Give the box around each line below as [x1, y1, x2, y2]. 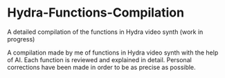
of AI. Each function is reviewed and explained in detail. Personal [7, 55, 192, 64]
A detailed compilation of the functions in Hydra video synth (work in [7, 28, 204, 36]
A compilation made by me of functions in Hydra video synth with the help [7, 48, 219, 57]
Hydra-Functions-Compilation [7, 5, 185, 21]
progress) [7, 35, 35, 43]
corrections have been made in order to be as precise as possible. [7, 63, 196, 71]
